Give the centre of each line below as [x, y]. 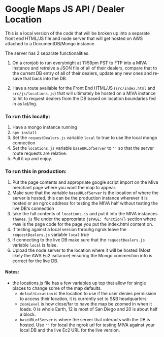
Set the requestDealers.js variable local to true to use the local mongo [85, 138]
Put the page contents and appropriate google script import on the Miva [85, 182]
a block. [28, 314]
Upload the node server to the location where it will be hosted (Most [81, 250]
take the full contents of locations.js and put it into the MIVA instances [85, 213]
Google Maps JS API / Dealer [65, 9]
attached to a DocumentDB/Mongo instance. [50, 43]
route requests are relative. [40, 153]
